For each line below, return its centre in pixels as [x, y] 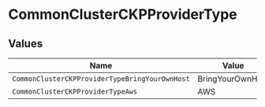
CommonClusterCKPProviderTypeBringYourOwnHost [101, 79]
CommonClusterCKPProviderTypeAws [75, 92]
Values [26, 44]
